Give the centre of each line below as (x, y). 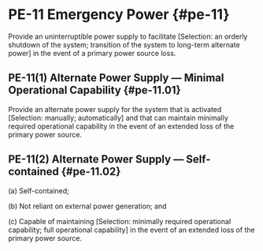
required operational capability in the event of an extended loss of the (121, 126)
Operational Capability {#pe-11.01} (94, 90)
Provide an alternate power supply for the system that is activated (115, 109)
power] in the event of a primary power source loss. (92, 53)
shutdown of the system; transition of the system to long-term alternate (124, 44)
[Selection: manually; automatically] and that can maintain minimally (118, 118)
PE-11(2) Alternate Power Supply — (96, 159)
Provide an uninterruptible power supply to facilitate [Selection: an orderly (128, 36)
